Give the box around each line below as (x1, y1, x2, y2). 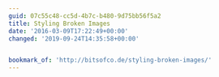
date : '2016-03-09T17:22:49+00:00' (8, 27, 129, 35)
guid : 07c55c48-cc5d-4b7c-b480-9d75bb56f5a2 (8, 11, 161, 20)
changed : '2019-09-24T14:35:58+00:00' (8, 34, 140, 43)
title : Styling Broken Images (8, 19, 111, 28)
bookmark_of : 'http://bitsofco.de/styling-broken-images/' (8, 56, 213, 65)
